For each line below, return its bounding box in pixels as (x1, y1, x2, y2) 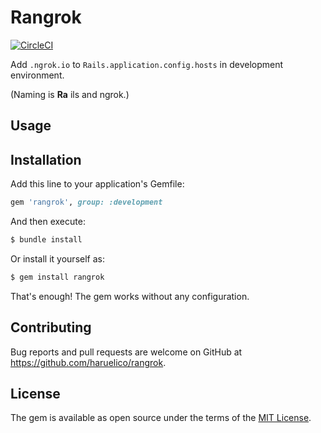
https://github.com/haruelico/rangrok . (10, 356, 167, 368)
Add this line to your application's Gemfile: (10, 178, 185, 190)
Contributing (10, 319, 92, 336)
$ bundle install (10, 235, 83, 245)
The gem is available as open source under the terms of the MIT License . (10, 412, 312, 424)
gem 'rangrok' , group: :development (10, 197, 163, 208)
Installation (10, 151, 82, 168)
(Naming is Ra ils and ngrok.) (10, 88, 130, 100)
